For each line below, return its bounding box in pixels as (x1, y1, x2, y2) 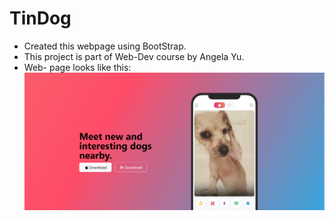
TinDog (9, 7, 72, 30)
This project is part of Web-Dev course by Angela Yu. (23, 50, 245, 62)
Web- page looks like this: (23, 61, 132, 73)
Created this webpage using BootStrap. (23, 40, 187, 52)
